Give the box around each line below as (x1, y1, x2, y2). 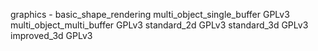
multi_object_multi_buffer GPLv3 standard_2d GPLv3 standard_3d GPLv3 (10, 19, 309, 31)
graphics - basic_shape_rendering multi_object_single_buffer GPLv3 (10, 9, 290, 20)
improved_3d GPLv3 (10, 30, 93, 41)
